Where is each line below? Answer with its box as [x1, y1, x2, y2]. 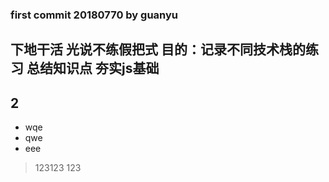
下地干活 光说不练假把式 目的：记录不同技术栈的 [10, 41, 306, 58]
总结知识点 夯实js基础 [26, 60, 160, 77]
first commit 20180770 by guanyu [10, 8, 179, 22]
